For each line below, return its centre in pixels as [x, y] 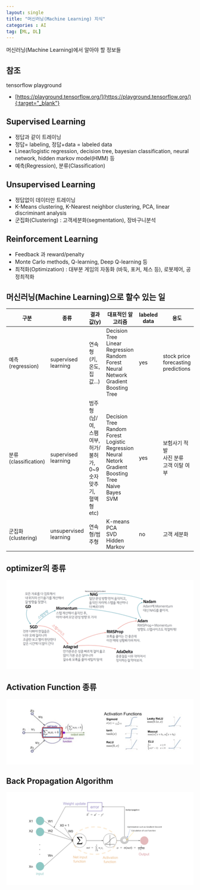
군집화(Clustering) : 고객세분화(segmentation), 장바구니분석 [85, 220]
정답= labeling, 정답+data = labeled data [63, 144]
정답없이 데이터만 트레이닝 [45, 200]
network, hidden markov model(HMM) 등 [65, 158]
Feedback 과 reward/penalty [49, 254]
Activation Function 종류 [51, 688]
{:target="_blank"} [37, 103]
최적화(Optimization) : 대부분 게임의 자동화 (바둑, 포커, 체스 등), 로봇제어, [100, 269]
